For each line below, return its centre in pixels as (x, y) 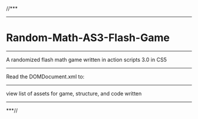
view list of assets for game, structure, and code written (74, 93)
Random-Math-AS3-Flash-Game (88, 38)
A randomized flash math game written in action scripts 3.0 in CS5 (86, 59)
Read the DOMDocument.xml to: (45, 77)
